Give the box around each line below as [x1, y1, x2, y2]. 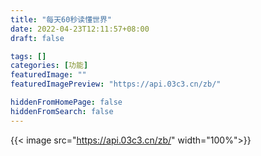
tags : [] [10, 51, 47, 61]
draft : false [10, 33, 65, 43]
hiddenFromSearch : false [10, 106, 114, 116]
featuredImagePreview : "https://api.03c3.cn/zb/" [10, 79, 222, 90]
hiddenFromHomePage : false [10, 97, 123, 107]
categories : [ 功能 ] [10, 61, 89, 71]
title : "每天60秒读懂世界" [10, 14, 113, 25]
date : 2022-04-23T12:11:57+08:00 [10, 24, 150, 34]
